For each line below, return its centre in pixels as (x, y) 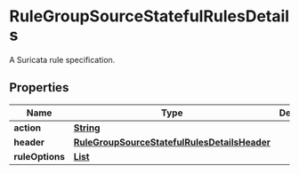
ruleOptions (39, 156)
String (87, 128)
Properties (39, 87)
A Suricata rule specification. (62, 59)
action (28, 128)
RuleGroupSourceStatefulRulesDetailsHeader (172, 142)
